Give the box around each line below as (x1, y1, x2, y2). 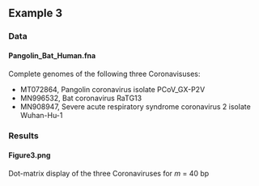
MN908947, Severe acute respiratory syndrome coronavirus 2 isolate (19, 101, 251, 112)
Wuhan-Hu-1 (19, 110, 63, 120)
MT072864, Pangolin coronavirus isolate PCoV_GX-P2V (19, 84, 206, 94)
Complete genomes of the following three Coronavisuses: (8, 69, 201, 78)
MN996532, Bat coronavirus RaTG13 (19, 93, 142, 103)
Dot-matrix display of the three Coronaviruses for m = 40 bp (8, 168, 210, 178)
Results (8, 130, 39, 142)
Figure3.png (8, 150, 51, 160)
